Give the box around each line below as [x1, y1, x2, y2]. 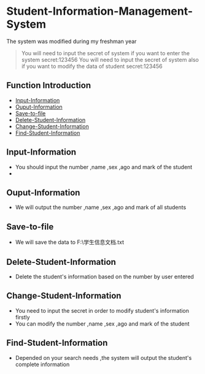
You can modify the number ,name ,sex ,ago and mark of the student [15, 320, 190, 327]
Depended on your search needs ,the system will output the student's [15, 354, 192, 361]
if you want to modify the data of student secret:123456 [21, 63, 163, 70]
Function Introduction [6, 80, 91, 91]
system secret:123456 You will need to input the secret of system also [21, 56, 199, 63]
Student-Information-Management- [6, 4, 193, 18]
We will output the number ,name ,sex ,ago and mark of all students [15, 204, 187, 211]
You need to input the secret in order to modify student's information [15, 307, 189, 314]
